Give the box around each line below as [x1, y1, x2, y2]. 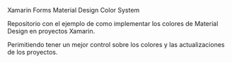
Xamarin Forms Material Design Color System [7, 6, 140, 14]
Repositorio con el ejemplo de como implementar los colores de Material [7, 20, 219, 27]
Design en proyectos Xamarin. [7, 27, 95, 35]
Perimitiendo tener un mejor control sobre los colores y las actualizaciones [7, 41, 225, 48]
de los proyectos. [7, 48, 58, 56]
